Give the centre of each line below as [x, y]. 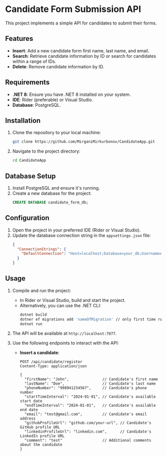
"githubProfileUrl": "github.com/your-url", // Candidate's [88, 423]
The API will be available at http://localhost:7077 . [64, 333]
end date [29, 410]
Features [19, 39]
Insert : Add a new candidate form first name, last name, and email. [81, 50]
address [28, 419]
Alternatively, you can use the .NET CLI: [60, 305]
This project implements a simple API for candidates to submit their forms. [81, 23]
